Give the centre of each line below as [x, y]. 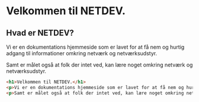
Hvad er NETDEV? [40, 33]
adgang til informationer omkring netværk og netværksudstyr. [82, 53]
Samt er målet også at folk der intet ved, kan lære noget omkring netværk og [99, 65]
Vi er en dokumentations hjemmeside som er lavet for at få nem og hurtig [95, 47]
